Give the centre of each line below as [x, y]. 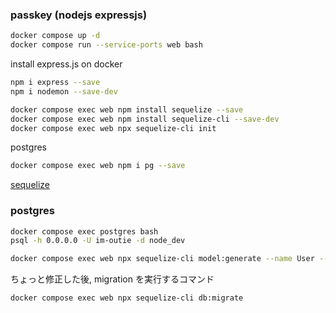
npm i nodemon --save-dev [64, 91]
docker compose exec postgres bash [84, 231]
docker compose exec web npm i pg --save [98, 166]
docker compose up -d [55, 36]
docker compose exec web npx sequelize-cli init [113, 128]
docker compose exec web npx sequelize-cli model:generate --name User [162, 259]
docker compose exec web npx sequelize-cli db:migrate [127, 298]
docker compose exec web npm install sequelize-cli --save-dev [145, 119]
